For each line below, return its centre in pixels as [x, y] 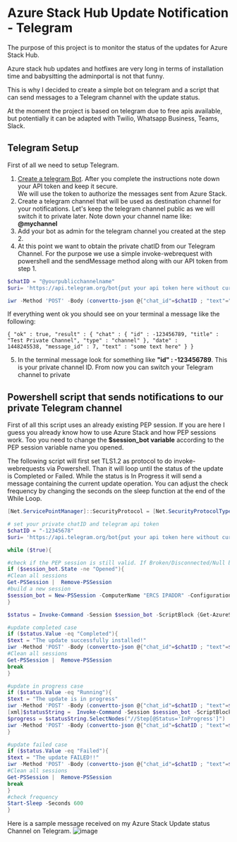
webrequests [26, 469]
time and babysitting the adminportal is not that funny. [86, 76]
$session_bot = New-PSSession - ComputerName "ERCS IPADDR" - [99, 595]
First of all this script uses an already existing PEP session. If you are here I [116, 425]
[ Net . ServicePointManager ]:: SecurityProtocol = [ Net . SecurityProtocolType [120, 512]
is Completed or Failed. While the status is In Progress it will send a [105, 476]
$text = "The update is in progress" [63, 699]
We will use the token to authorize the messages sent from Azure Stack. [122, 193]
